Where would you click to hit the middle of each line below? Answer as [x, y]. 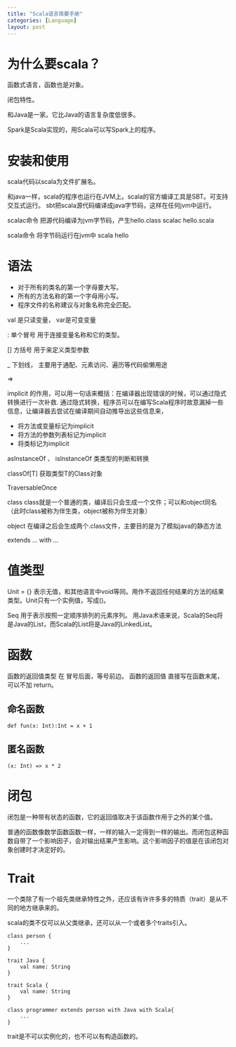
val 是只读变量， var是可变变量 [52, 320]
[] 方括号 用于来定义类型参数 [48, 350]
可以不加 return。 [32, 685]
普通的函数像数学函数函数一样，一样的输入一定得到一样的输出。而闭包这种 [115, 831]
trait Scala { [28, 985]
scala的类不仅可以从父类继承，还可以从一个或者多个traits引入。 [99, 922]
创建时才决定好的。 [41, 849]
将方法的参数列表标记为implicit [62, 435]
